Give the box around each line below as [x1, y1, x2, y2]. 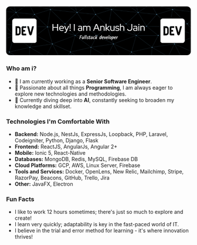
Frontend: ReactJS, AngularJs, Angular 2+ [14, 143, 118, 150]
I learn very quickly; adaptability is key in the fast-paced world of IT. [14, 221, 179, 228]
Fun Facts [6, 195, 35, 203]
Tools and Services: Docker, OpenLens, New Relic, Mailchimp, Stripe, [14, 168, 184, 175]
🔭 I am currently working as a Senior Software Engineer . [14, 77, 152, 85]
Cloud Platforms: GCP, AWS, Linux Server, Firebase [14, 162, 141, 169]
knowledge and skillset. [14, 103, 72, 110]
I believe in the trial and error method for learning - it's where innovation [14, 227, 189, 234]
